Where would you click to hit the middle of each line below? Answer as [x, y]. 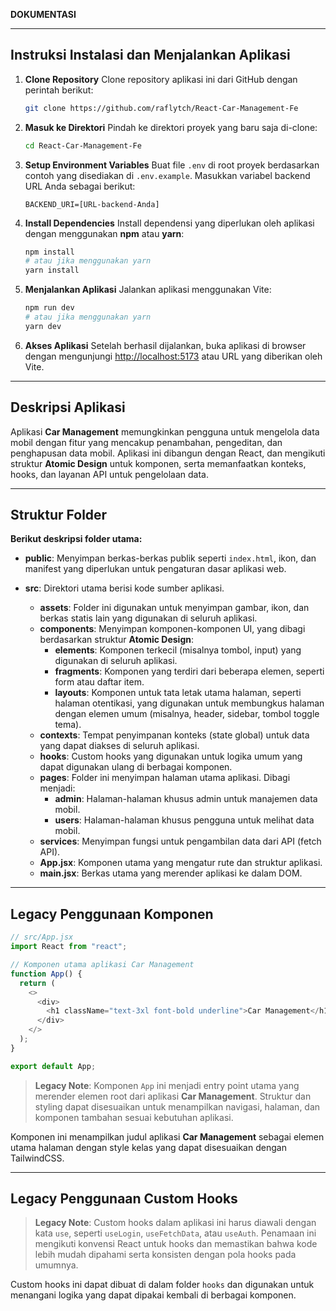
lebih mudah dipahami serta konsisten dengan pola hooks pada [165, 1255]
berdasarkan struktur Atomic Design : [117, 640]
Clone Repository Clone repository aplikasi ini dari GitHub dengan [161, 79]
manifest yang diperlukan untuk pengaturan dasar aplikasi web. [155, 569]
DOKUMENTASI [43, 14]
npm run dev [49, 308]
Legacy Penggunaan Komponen [112, 914]
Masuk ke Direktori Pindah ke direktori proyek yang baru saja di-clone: [171, 127]
